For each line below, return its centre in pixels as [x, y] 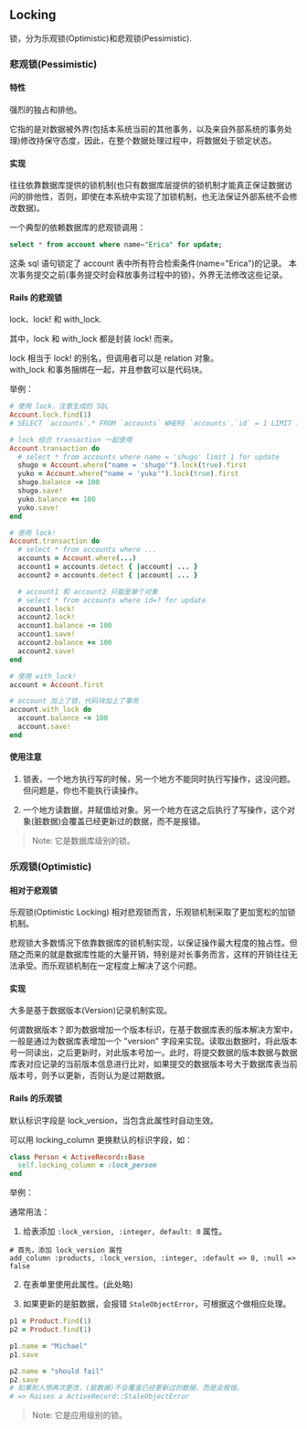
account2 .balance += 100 [65, 643]
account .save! [44, 727]
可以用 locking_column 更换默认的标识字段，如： [101, 1139]
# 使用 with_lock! [43, 676]
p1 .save [24, 1355]
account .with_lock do [51, 710]
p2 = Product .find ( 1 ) [51, 1330]
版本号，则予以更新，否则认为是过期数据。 [90, 1075]
